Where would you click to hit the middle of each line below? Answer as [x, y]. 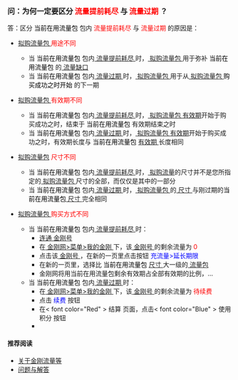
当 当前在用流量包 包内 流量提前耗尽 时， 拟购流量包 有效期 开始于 [124, 115]
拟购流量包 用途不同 [47, 43]
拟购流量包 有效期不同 [50, 100]
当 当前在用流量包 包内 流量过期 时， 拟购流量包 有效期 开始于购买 [124, 133]
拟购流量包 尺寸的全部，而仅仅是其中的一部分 [109, 181]
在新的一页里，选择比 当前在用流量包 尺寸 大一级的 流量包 [124, 265]
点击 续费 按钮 [59, 300]
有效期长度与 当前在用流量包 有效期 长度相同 [118, 142]
